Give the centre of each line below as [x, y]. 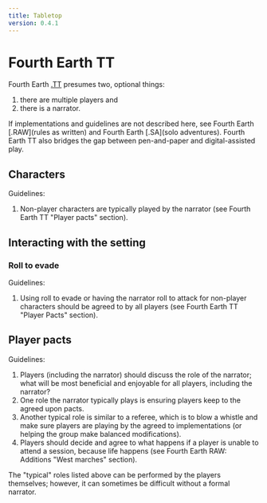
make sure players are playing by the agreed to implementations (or [131, 425]
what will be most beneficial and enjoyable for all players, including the [136, 383]
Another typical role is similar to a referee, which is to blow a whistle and [139, 417]
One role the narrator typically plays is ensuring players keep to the [130, 400]
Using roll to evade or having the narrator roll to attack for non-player [133, 298]
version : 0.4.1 [33, 23]
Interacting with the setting [77, 243]
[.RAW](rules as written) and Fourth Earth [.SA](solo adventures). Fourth [127, 132]
